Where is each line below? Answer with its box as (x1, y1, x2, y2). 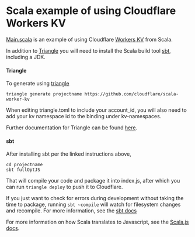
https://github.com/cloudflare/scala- (84, 91, 179, 97)
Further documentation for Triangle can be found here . (6, 124, 138, 131)
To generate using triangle (6, 80, 69, 87)
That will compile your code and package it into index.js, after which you (6, 177, 180, 184)
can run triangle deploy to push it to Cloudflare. (6, 183, 123, 191)
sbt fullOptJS (6, 167, 41, 173)
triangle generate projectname (6, 91, 82, 97)
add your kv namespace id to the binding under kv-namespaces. (6, 113, 162, 120)
